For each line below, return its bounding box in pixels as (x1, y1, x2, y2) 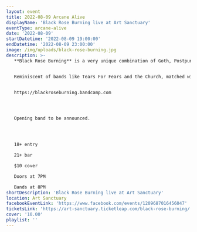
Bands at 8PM (13, 184, 46, 190)
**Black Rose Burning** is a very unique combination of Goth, (13, 58, 172, 64)
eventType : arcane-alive (6, 25, 67, 31)
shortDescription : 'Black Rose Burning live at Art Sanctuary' (6, 190, 164, 195)
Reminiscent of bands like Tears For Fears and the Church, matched (13, 74, 185, 79)
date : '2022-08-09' (6, 31, 54, 37)
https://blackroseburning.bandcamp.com (13, 90, 111, 95)
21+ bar (13, 153, 33, 158)
